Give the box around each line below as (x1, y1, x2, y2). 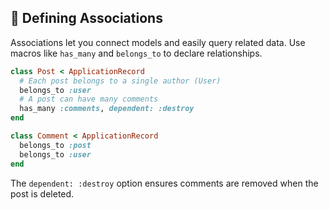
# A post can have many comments (19, 94, 159, 105)
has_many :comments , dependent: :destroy (19, 104, 195, 114)
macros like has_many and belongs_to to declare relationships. (10, 47, 263, 59)
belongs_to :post (19, 140, 92, 150)
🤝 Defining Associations (10, 10, 163, 27)
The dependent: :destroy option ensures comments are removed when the (10, 177, 319, 189)
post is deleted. (10, 187, 75, 200)
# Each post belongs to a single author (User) (19, 76, 222, 86)
